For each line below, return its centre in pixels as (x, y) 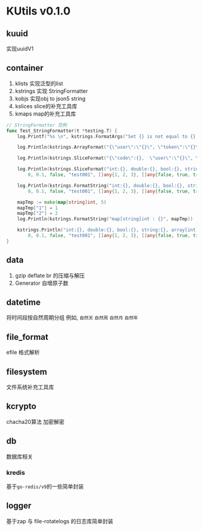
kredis (16, 472)
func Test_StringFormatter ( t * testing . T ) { (62, 131)
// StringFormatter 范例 (37, 125)
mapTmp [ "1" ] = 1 (38, 208)
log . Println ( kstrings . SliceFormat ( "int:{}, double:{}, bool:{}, (100, 169)
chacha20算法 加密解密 (35, 422)
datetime (24, 303)
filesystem (27, 372)
